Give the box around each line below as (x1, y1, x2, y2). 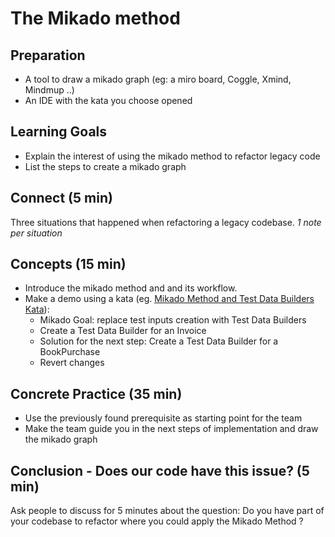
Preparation (10, 47, 86, 64)
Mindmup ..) (24, 84, 75, 96)
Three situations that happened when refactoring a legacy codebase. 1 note (10, 216, 322, 228)
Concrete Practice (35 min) (10, 385, 183, 402)
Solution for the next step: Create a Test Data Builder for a (39, 335, 279, 347)
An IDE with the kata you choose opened (24, 95, 193, 106)
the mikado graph (24, 433, 98, 446)
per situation (10, 227, 63, 239)
